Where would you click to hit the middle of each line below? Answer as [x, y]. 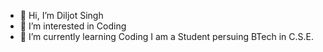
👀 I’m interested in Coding [73, 26]
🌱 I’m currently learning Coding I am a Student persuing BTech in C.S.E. [166, 36]
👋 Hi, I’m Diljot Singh [61, 15]
